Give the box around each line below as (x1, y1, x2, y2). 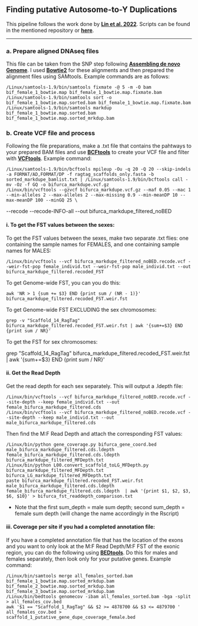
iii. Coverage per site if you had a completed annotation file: (6, 523, 155, 530)
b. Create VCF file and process (6, 129, 95, 138)
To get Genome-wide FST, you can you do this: (6, 279, 121, 286)
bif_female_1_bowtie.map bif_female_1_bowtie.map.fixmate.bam (6, 90, 162, 96)
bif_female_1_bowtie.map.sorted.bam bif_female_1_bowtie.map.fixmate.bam (6, 100, 192, 106)
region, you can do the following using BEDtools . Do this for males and (6, 549, 178, 556)
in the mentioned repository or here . (6, 27, 94, 34)
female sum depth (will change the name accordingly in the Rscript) (14, 510, 179, 517)
